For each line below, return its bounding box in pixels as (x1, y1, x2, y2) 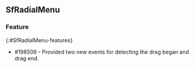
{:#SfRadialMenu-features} (5, 36, 73, 44)
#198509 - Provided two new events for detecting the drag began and (14, 48, 189, 55)
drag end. (14, 54, 39, 62)
